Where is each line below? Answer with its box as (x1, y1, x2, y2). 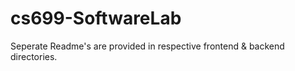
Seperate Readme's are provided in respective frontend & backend (10, 40, 285, 52)
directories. (10, 50, 58, 62)
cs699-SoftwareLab (10, 7, 182, 30)
